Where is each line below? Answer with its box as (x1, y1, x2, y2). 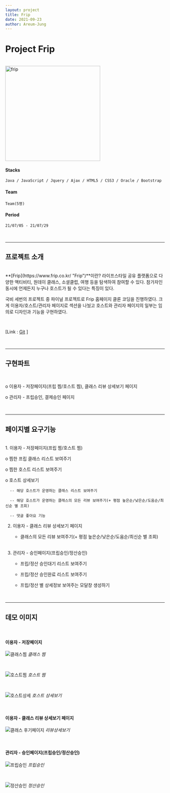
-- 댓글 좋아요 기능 (10, 513, 46, 519)
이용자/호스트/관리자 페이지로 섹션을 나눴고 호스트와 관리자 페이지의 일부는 (10, 302, 157, 308)
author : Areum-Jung (5, 21, 47, 27)
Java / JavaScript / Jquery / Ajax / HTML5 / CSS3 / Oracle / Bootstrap (5, 178, 162, 183)
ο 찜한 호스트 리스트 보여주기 (5, 466, 62, 472)
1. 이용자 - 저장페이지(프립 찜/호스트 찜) (5, 445, 83, 451)
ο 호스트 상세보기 (5, 477, 39, 484)
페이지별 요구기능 (5, 425, 56, 434)
